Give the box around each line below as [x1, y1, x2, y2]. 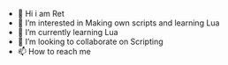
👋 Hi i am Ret [17, 9, 65, 18]
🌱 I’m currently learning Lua [17, 27, 118, 37]
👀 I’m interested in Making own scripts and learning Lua [17, 18, 220, 28]
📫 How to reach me [17, 47, 91, 56]
